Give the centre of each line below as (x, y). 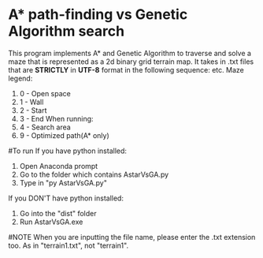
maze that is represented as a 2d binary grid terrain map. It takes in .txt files (131, 62)
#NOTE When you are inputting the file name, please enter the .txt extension (132, 237)
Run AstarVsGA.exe (51, 222)
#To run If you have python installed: (68, 151)
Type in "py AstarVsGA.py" (63, 182)
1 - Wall (31, 102)
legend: (20, 78)
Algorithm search (66, 31)
